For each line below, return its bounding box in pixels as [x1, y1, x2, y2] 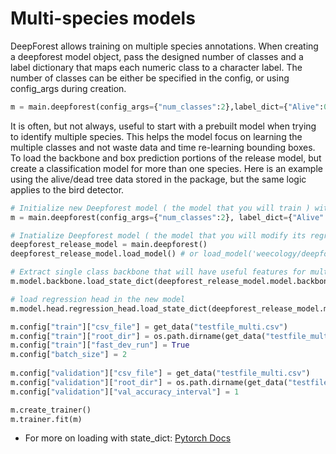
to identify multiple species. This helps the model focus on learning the [10, 130, 303, 142]
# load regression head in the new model [10, 294, 186, 304]
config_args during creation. [10, 82, 127, 94]
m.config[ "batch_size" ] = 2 [10, 350, 128, 360]
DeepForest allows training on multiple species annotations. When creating [10, 40, 319, 52]
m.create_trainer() [10, 405, 92, 415]
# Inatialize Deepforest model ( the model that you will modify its [10, 230, 307, 241]
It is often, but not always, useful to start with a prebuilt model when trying [10, 120, 317, 132]
